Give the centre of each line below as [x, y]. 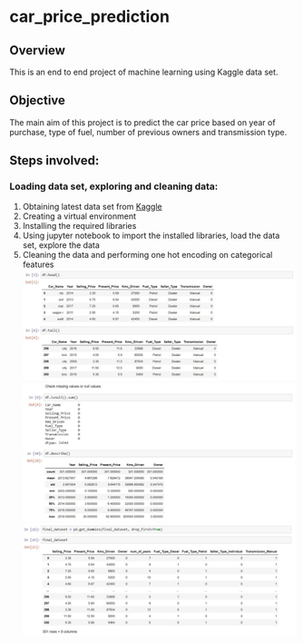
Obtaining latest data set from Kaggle [92, 206]
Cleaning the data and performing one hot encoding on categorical [147, 254]
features [38, 264]
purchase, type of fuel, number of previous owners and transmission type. [148, 132]
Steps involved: [54, 161]
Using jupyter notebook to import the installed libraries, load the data [151, 235]
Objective [38, 100]
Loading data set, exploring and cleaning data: [114, 186]
